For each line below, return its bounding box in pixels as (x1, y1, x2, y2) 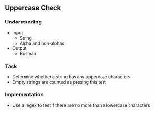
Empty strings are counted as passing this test (12, 79, 106, 85)
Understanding (5, 19, 42, 25)
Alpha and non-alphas (19, 40, 65, 46)
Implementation (5, 91, 44, 98)
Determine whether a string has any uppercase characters (12, 73, 130, 80)
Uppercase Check (5, 4, 61, 12)
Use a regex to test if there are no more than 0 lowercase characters (12, 102, 151, 108)
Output (12, 45, 26, 51)
